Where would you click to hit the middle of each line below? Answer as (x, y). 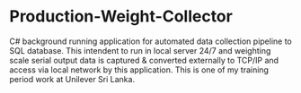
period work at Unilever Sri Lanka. (72, 79)
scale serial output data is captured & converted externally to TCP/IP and (144, 60)
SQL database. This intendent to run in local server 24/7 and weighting (140, 50)
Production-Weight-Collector (121, 17)
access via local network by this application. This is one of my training (139, 70)
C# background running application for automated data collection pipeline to (150, 41)
